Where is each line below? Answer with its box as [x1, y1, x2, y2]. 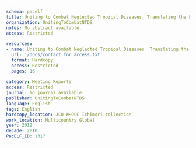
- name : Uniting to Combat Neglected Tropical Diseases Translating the [6, 46, 190, 53]
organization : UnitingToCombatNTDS [6, 19, 93, 25]
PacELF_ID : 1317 [6, 133, 45, 139]
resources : [6, 41, 33, 47]
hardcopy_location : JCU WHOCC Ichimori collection [6, 112, 132, 118]
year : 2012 [6, 122, 33, 129]
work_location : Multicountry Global [6, 117, 95, 123]
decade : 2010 [6, 128, 38, 134]
